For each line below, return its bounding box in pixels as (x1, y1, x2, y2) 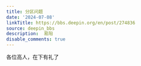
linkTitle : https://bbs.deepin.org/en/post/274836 (6, 20, 136, 26)
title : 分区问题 (6, 8, 43, 15)
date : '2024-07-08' (6, 14, 55, 20)
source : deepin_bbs (6, 25, 55, 32)
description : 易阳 (6, 31, 53, 37)
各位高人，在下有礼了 (6, 54, 59, 60)
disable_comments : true (6, 36, 66, 42)
